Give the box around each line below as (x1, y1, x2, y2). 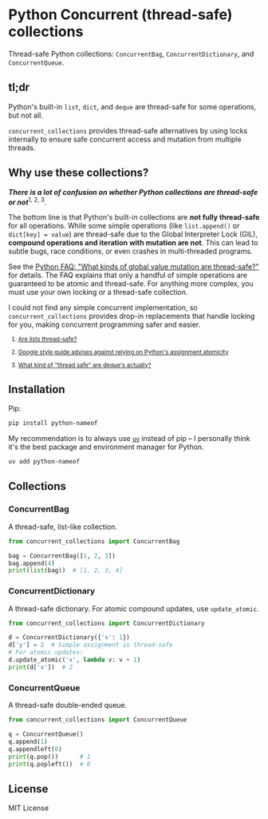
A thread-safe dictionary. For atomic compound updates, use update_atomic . (8, 603, 259, 613)
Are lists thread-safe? (18, 336, 77, 344)
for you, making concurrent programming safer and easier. (8, 320, 201, 329)
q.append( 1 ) (8, 737, 48, 745)
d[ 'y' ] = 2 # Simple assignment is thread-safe (8, 641, 173, 649)
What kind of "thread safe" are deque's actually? (18, 361, 152, 369)
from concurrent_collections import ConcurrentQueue (8, 716, 187, 724)
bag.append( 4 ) (8, 559, 56, 567)
